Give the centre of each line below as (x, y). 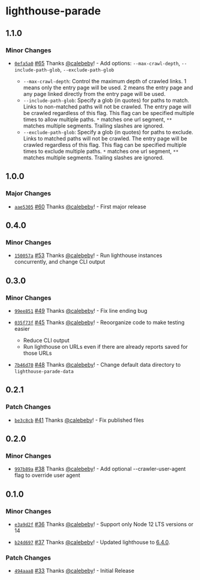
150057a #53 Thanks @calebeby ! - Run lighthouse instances (88, 255)
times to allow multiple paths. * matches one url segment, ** (98, 119)
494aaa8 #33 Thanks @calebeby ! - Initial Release (74, 571)
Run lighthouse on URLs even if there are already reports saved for (105, 346)
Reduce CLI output (46, 340)
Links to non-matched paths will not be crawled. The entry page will (107, 107)
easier (22, 328)
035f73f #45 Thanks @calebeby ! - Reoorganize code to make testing (99, 322)
